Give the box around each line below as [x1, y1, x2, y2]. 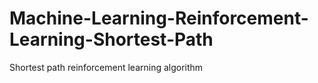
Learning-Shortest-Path [9, 28, 214, 51]
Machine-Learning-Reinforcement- [9, 7, 309, 30]
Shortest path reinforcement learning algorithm [9, 61, 204, 73]
